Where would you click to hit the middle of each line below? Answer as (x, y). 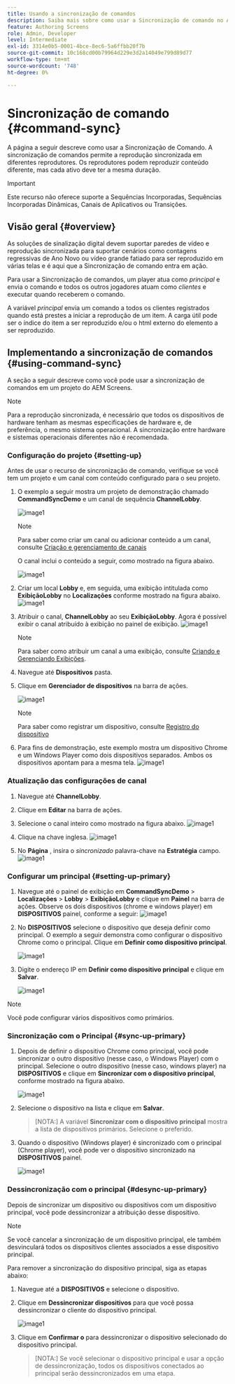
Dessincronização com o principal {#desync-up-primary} (107, 1190)
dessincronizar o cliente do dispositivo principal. (87, 1310)
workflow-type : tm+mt (39, 60)
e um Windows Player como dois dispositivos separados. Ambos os (115, 755)
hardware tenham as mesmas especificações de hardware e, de (100, 422)
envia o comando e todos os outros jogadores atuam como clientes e (107, 287)
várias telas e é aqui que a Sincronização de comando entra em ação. (108, 266)
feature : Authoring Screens (48, 27)
